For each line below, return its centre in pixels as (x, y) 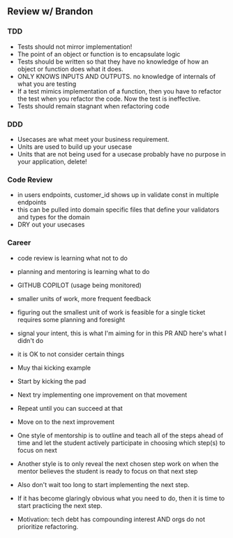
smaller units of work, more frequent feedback (84, 298)
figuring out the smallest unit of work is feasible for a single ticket (111, 312)
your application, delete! (52, 161)
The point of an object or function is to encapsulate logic (99, 54)
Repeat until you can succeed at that (70, 408)
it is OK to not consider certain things (71, 354)
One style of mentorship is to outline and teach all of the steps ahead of (120, 435)
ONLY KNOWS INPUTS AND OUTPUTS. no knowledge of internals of (116, 76)
